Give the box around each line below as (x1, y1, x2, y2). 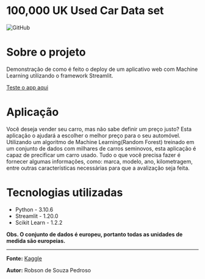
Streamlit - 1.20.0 (15, 212, 59, 220)
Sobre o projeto (6, 45, 86, 59)
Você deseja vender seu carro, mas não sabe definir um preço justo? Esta (6, 125, 192, 132)
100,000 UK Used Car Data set (6, 4, 164, 18)
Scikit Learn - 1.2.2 (15, 219, 63, 226)
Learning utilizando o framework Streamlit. (6, 71, 113, 79)
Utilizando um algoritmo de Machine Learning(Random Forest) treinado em (6, 138, 195, 145)
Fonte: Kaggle (6, 255, 43, 262)
